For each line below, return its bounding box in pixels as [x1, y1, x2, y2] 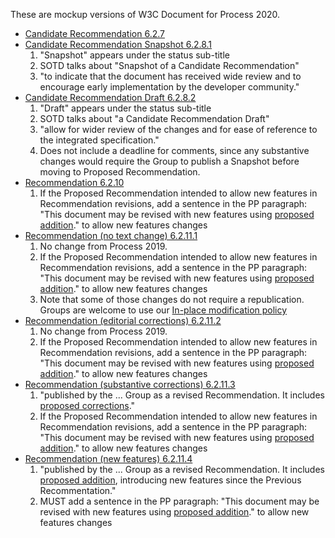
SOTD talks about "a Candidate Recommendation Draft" [39, 113, 270, 124]
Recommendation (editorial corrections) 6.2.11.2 [24, 315, 222, 326]
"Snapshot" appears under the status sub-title [39, 49, 230, 61]
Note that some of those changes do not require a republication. [39, 294, 305, 305]
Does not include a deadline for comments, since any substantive [39, 145, 310, 156]
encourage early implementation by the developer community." [39, 81, 300, 93]
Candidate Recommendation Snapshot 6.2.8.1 [24, 39, 213, 50]
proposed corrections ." [39, 400, 136, 411]
